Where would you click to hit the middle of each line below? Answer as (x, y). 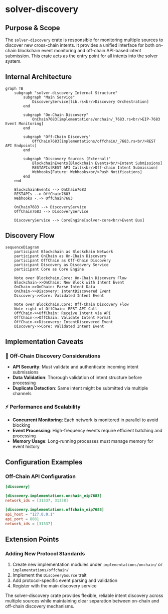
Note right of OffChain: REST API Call (56, 309)
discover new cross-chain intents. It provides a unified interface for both (80, 45)
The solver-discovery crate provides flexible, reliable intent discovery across (84, 595)
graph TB (14, 88)
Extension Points (32, 539)
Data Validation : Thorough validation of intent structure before (77, 378)
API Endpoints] (21, 146)
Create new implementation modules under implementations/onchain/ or (88, 565)
